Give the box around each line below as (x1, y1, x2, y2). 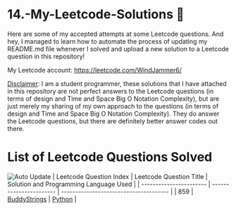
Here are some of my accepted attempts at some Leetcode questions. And (7, 30, 224, 38)
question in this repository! (7, 52, 85, 61)
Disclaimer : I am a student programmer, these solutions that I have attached (7, 79, 227, 87)
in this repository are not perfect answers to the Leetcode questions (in (7, 87, 214, 95)
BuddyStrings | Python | (7, 194, 77, 203)
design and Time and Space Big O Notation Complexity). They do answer (7, 109, 220, 118)
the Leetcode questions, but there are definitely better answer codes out (7, 116, 218, 125)
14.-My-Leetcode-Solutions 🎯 (7, 6, 185, 23)
